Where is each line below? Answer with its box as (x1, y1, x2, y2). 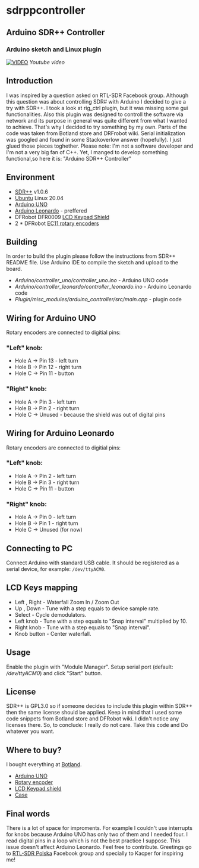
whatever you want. (6, 728, 55, 735)
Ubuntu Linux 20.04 (14, 194, 64, 201)
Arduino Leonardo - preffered (14, 207, 87, 214)
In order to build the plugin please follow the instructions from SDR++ (6, 252, 176, 260)
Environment (6, 172, 55, 182)
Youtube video (29, 58, 65, 65)
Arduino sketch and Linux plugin (6, 45, 102, 54)
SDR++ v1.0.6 (14, 188, 49, 195)
